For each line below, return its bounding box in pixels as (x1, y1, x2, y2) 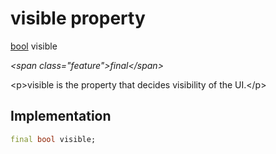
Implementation (10, 108, 112, 125)
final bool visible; (10, 134, 97, 144)
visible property (10, 7, 146, 30)
